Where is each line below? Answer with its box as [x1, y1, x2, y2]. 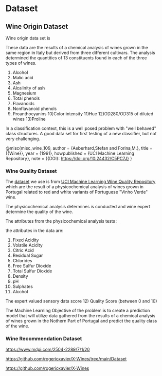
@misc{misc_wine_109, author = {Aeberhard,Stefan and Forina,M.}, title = [5, 145, 153, 151]
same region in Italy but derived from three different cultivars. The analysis [5, 50, 155, 55]
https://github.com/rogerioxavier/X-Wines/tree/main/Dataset [5, 356, 127, 361]
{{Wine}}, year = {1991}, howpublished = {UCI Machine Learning [5, 150, 134, 156]
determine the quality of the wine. [5, 209, 73, 215]
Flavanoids [12, 101, 35, 106]
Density [12, 273, 28, 279]
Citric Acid [12, 248, 34, 253]
